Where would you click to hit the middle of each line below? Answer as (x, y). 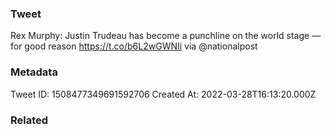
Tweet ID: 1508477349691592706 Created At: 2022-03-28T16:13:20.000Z (163, 94)
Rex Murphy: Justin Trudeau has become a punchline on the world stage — (166, 36)
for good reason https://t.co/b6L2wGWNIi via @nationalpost (134, 46)
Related (29, 120)
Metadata (34, 72)
